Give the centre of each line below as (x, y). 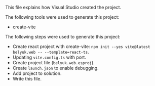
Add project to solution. (37, 73)
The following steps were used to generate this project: (63, 37)
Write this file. (27, 79)
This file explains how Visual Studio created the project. (63, 7)
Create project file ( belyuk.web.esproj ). (53, 62)
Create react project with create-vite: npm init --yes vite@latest (81, 47)
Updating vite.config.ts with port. (49, 57)
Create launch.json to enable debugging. (55, 68)
